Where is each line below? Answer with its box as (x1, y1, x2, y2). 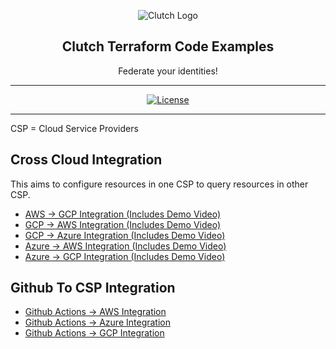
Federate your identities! (118, 65, 218, 77)
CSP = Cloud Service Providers (10, 122, 139, 134)
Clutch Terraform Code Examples (61, 38, 275, 55)
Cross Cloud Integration (10, 151, 163, 169)
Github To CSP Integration (10, 280, 176, 297)
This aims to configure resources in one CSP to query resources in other (10, 178, 309, 190)
